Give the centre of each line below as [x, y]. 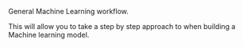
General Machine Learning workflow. [69, 11]
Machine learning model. [49, 35]
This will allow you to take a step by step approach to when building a [122, 26]
